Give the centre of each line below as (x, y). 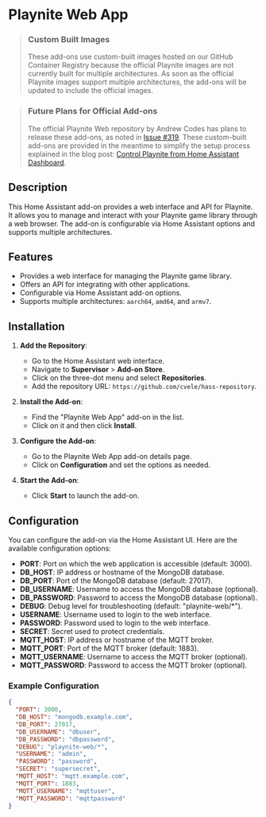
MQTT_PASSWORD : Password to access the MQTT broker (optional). (133, 665)
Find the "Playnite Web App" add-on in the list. (108, 417)
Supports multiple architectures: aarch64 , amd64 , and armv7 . (116, 302)
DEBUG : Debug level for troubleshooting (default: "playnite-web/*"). (131, 606)
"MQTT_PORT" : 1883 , (48, 784)
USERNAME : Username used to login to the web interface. (116, 615)
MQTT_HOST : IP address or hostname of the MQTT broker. (117, 640)
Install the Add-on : (51, 402)
